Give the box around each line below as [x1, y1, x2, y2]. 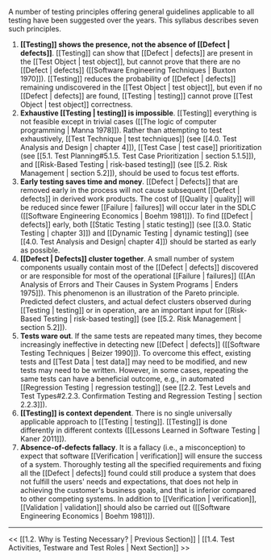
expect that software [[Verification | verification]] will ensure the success [19, 451, 263, 461]
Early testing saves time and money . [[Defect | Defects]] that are [19, 177, 239, 186]
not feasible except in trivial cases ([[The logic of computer [19, 117, 217, 126]
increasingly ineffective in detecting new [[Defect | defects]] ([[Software [19, 340, 261, 349]
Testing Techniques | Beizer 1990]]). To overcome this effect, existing [19, 349, 252, 357]
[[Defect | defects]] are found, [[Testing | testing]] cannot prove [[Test [19, 91, 253, 100]
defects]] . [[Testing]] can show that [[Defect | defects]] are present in [19, 48, 253, 57]
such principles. [8, 24, 62, 33]
